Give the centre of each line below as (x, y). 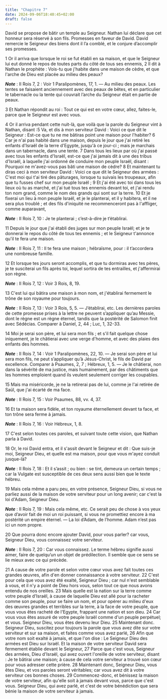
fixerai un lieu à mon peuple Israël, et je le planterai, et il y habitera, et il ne (81, 198)
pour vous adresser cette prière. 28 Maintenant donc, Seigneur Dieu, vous (81, 665)
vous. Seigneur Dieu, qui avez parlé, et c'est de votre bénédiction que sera (82, 686)
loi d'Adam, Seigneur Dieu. (32, 500)
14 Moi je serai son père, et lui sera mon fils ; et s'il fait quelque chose (77, 334)
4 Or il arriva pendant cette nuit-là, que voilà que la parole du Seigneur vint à (83, 124)
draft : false (19, 19)
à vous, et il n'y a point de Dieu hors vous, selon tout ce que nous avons (79, 586)
